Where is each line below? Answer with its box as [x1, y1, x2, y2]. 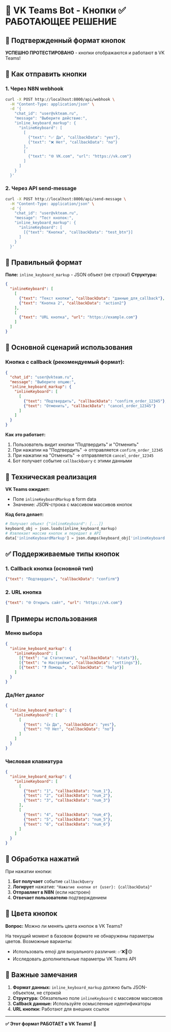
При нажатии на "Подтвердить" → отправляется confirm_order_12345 [12, 447, 163, 453]
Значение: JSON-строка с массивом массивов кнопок [12, 501, 132, 507]
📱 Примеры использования [5, 614, 98, 623]
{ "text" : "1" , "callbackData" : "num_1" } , [23, 788, 113, 793]
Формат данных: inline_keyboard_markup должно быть [12, 984, 132, 990]
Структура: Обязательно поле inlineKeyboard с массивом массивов [12, 995, 163, 1001]
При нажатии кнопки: [5, 868, 52, 874]
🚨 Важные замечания [5, 971, 77, 979]
